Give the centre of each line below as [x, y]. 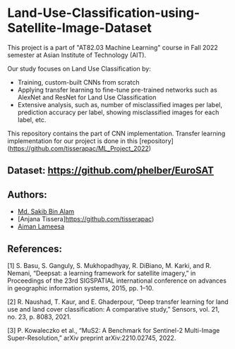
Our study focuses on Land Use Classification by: [79, 68]
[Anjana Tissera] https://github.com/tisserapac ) [86, 219]
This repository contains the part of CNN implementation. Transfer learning [116, 133]
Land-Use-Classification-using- [104, 13]
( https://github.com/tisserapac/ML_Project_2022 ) [79, 148]
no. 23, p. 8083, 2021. [40, 317]
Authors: [27, 194]
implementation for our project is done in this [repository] [91, 141]
